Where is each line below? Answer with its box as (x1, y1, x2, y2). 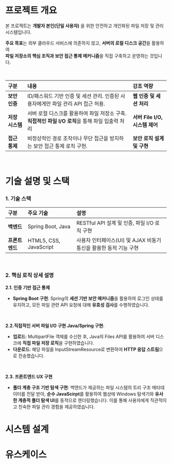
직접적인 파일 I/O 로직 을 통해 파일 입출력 (27, 117, 119, 125)
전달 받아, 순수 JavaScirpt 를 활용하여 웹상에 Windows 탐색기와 (26, 391, 154, 397)
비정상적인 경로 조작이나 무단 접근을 (27, 134, 109, 142)
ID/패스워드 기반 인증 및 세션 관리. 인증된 (27, 92, 119, 99)
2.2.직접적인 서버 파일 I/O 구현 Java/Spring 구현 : (5, 322, 105, 329)
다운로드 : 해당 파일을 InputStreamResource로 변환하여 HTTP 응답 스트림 (12, 346, 159, 352)
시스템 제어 (133, 121, 158, 128)
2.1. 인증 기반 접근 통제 (5, 284, 50, 290)
